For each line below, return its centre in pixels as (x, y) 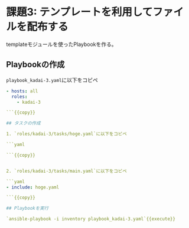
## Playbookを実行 (27, 209)
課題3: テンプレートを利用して (79, 12)
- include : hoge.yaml (33, 187)
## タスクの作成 (23, 123)
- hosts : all (22, 91)
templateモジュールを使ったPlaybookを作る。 (61, 44)
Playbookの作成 (35, 65)
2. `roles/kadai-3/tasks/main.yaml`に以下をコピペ (66, 171)
